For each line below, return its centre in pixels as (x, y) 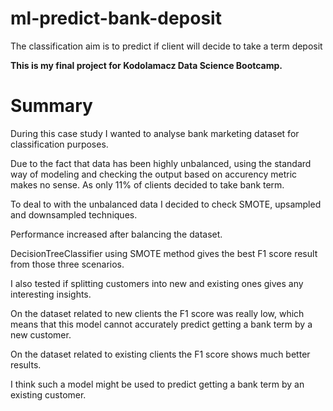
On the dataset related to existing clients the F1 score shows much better (160, 354)
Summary (51, 106)
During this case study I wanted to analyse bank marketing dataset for (155, 133)
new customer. (41, 334)
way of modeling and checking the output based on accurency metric (154, 174)
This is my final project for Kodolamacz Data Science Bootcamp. (146, 65)
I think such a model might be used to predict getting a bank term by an (157, 384)
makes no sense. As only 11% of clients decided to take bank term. (147, 184)
